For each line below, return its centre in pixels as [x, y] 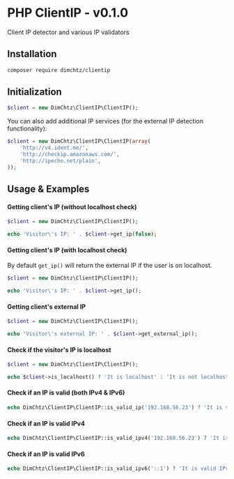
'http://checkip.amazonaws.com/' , [70, 155]
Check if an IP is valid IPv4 [46, 423]
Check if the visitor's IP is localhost [59, 349]
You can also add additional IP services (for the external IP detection [106, 121]
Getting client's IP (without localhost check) [72, 206]
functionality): [27, 129]
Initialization [35, 92]
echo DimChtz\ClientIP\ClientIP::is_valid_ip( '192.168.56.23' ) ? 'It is [115, 408]
